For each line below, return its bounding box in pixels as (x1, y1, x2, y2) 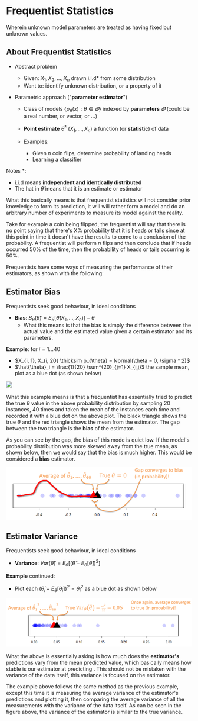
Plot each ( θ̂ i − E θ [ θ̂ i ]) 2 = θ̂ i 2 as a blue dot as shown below (14, 584, 157, 593)
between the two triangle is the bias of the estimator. (6, 425, 134, 432)
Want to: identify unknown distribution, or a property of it (23, 82, 162, 89)
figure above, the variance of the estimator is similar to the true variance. (6, 708, 183, 715)
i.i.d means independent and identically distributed (14, 179, 142, 186)
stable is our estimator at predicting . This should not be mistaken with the (6, 665, 186, 672)
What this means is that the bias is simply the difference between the (23, 321, 192, 329)
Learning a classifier (32, 156, 82, 163)
